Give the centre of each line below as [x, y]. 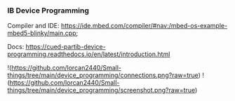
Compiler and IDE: [33, 26]
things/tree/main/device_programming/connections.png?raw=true [103, 75]
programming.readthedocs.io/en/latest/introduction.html [89, 54]
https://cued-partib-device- [66, 47]
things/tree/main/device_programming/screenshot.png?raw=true [101, 90]
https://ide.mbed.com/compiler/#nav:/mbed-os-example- [144, 26]
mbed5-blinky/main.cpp [42, 33]
